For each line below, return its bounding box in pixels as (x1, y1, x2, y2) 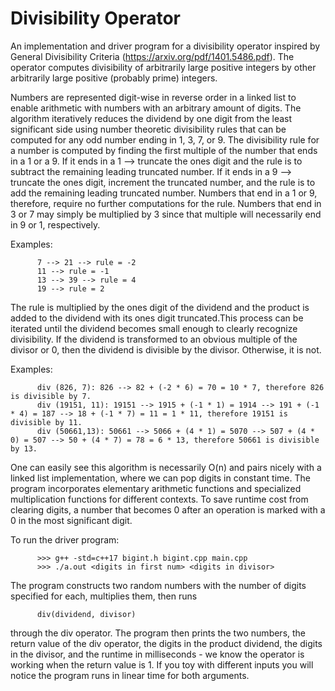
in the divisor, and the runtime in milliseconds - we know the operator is (10, 648, 305, 660)
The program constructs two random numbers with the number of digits (10, 579, 307, 591)
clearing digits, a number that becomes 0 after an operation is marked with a (10, 503, 326, 516)
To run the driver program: (10, 533, 120, 546)
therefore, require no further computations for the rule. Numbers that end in (10, 197, 322, 209)
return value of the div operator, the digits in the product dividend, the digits (10, 637, 323, 649)
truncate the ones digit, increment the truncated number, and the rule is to (10, 176, 316, 188)
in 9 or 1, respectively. (10, 218, 101, 231)
